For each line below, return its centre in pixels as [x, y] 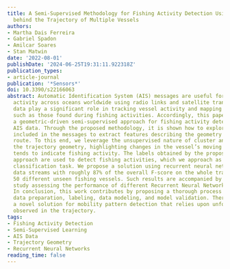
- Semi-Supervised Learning [47, 230]
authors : [20, 26]
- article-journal [33, 77]
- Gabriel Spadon [32, 39]
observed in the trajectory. [55, 211]
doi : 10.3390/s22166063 [41, 90]
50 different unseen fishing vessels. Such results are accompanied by [118, 179]
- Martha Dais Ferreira [41, 33]
